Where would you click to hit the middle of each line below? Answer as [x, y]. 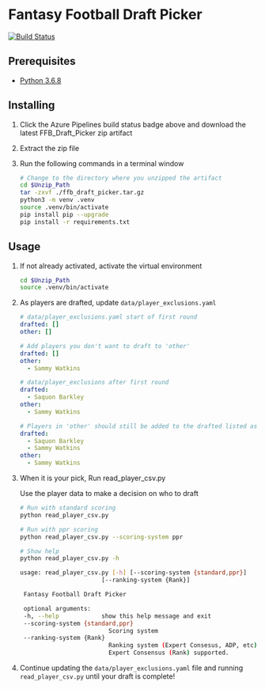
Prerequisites [42, 61]
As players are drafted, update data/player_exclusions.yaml [118, 303]
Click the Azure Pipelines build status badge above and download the [133, 124]
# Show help [39, 551]
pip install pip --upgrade [64, 214]
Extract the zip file [49, 148]
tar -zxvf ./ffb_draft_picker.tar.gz [82, 193]
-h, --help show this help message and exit [117, 616]
